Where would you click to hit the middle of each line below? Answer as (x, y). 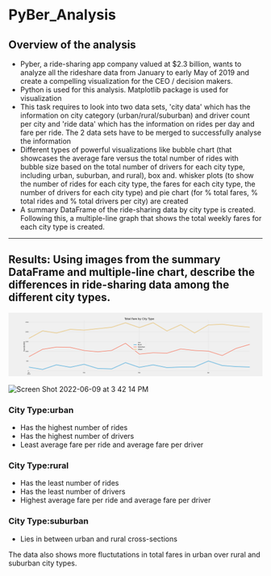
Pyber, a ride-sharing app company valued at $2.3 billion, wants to (131, 64)
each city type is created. (62, 227)
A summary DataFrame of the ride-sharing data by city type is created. (138, 210)
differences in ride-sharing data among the (119, 285)
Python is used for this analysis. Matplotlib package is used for (124, 90)
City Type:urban (41, 410)
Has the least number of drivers (73, 492)
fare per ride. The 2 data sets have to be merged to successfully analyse (141, 132)
